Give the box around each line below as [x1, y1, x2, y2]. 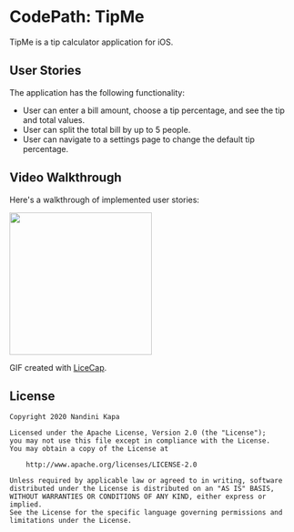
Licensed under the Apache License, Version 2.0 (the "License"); [9, 428, 267, 438]
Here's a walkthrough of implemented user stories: [9, 194, 200, 205]
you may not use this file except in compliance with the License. [9, 436, 271, 445]
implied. [9, 500, 43, 509]
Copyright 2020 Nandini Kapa [9, 413, 120, 422]
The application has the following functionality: [9, 87, 185, 97]
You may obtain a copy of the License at [9, 445, 169, 454]
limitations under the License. [9, 517, 132, 526]
